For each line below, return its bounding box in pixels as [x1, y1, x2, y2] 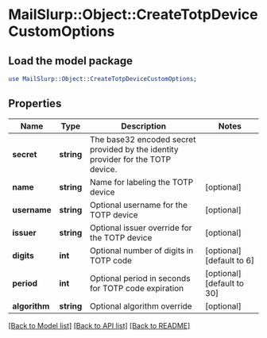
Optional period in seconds [90, 272, 191, 283]
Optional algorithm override [90, 300, 192, 311]
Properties [8, 97, 62, 110]
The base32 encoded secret [90, 133, 196, 144]
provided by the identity [90, 144, 179, 155]
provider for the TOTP [90, 153, 172, 164]
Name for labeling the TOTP [90, 176, 194, 187]
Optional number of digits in [90, 244, 194, 255]
